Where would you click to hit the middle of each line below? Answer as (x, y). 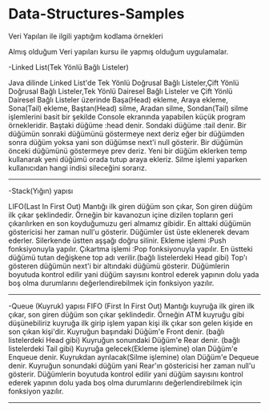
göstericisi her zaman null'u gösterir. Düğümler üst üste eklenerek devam (129, 232)
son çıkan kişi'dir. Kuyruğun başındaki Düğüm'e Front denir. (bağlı (116, 331)
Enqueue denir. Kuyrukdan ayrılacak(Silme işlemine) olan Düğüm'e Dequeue (134, 357)
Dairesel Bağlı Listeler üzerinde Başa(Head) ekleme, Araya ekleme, (118, 99)
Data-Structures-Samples (96, 14)
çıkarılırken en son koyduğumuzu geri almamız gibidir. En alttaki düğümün (130, 223)
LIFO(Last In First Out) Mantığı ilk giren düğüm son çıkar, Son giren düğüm (130, 206)
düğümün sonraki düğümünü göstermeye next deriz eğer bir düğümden (126, 134)
